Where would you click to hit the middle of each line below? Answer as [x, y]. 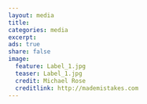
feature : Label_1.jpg [51, 66]
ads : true [24, 45]
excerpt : [22, 37]
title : [19, 23]
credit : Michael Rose [51, 81]
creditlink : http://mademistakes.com [77, 88]
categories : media [38, 30]
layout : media [31, 15]
